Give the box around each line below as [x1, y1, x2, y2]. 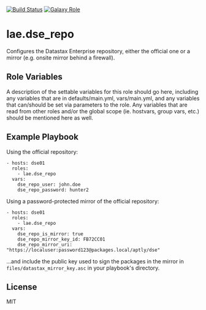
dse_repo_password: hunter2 [17, 187, 89, 193]
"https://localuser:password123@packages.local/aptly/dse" [6, 247, 161, 253]
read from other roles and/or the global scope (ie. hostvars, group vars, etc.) [6, 107, 200, 115]
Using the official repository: [6, 148, 78, 156]
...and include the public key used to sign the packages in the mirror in [6, 257, 184, 265]
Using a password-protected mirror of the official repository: [6, 197, 159, 205]
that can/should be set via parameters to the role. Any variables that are [6, 101, 188, 108]
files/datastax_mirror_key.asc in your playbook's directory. [6, 264, 160, 271]
